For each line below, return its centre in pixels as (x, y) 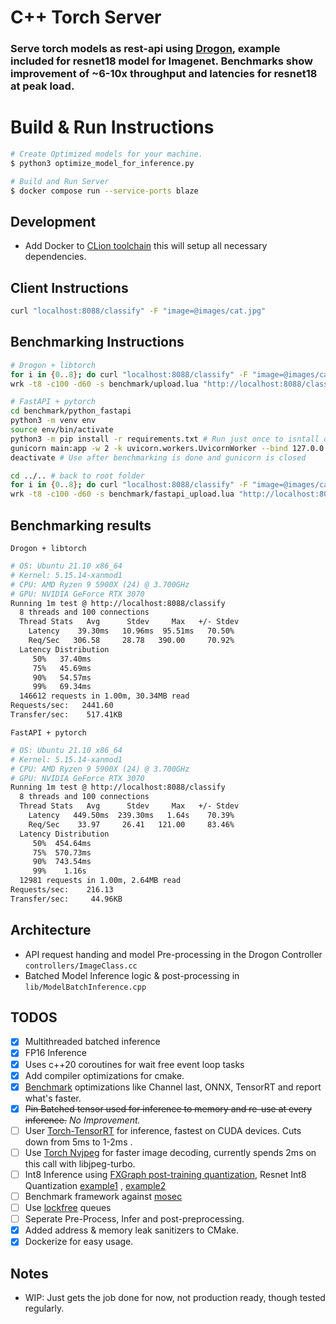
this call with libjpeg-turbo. (80, 1163)
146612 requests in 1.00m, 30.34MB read (104, 696)
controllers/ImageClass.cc (81, 966)
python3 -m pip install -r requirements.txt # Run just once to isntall (165, 439)
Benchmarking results (81, 525)
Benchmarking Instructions (97, 342)
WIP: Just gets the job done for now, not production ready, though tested (175, 1298)
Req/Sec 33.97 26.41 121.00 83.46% (131, 824)
